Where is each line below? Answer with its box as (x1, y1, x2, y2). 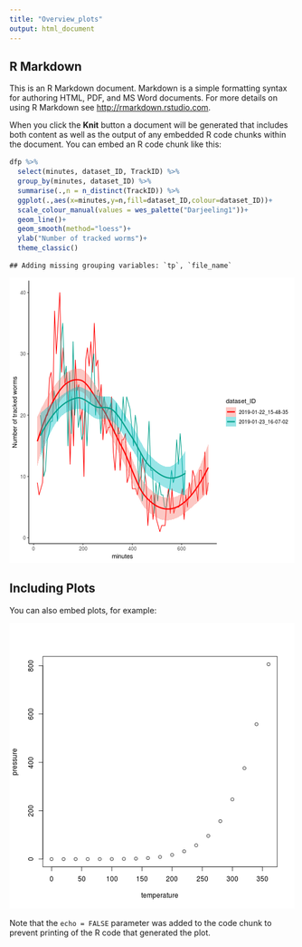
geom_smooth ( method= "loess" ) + (17, 225, 131, 234)
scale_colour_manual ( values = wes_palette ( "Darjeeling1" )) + (17, 205, 249, 215)
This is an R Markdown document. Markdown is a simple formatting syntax (9, 82, 288, 94)
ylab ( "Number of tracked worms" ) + (17, 234, 147, 244)
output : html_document (9, 24, 95, 34)
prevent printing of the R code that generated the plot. (9, 927, 211, 938)
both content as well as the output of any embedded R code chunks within (9, 130, 287, 140)
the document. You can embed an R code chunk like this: (9, 139, 222, 150)
